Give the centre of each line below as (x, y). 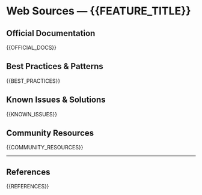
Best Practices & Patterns (55, 66)
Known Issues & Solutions (56, 100)
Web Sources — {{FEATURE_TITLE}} (99, 11)
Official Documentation (51, 33)
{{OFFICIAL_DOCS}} (32, 47)
